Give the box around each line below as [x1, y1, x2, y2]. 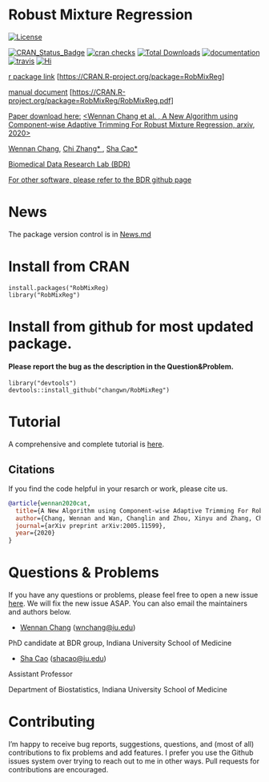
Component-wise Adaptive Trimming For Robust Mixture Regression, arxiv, [8, 119, 255, 129]
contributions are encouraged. [8, 765, 109, 775]
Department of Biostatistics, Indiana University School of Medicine [8, 685, 228, 695]
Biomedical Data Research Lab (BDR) [8, 159, 130, 169]
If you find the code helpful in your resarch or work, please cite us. [8, 483, 228, 494]
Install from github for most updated [8, 318, 254, 336]
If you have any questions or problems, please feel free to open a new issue [8, 591, 259, 600]
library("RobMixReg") [8, 291, 81, 299]
